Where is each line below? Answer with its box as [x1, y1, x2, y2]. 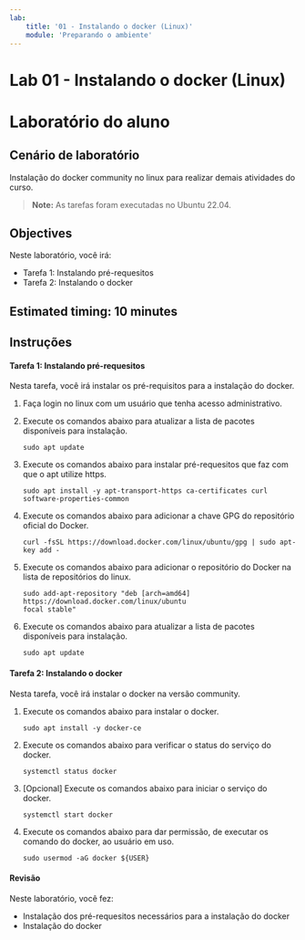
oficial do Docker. [22, 520, 89, 531]
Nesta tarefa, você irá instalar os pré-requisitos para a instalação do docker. [9, 381, 295, 392]
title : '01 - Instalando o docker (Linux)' [25, 22, 194, 31]
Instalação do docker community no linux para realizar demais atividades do [9, 172, 296, 183]
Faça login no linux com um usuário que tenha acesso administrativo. [22, 398, 282, 409]
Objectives [9, 225, 73, 241]
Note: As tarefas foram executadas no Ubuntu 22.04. [31, 199, 232, 210]
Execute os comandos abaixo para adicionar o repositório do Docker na [22, 562, 291, 573]
